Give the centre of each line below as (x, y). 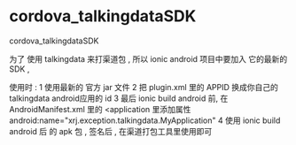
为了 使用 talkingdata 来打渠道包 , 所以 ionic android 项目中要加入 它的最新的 (148, 58)
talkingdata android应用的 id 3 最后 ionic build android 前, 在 (119, 98)
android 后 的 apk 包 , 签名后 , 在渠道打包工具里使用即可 (111, 131)
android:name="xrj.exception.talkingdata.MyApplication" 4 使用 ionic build (145, 120)
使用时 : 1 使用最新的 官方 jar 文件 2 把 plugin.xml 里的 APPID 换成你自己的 (144, 87)
